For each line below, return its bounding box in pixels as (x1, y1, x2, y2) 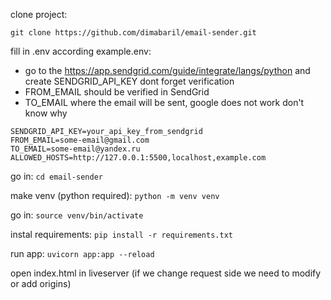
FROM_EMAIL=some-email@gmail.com (10, 135, 150, 145)
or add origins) (10, 278, 72, 289)
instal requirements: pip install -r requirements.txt (10, 229, 233, 240)
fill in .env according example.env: (10, 45, 152, 57)
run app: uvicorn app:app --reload (10, 248, 155, 259)
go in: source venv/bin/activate (10, 209, 144, 221)
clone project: (10, 9, 68, 20)
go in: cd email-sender (10, 170, 103, 182)
